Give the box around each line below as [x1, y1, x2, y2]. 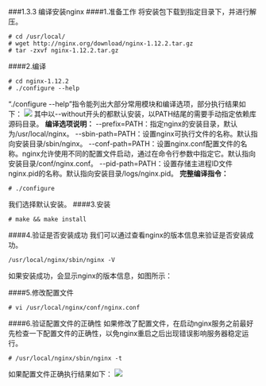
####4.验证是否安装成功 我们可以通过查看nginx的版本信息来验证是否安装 [8, 230, 248, 240]
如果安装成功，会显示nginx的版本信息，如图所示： [8, 271, 173, 280]
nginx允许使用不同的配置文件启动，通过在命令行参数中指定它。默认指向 [21, 149, 256, 158]
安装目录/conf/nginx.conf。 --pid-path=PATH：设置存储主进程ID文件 [8, 159, 233, 168]
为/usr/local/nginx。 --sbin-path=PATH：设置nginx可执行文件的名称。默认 [8, 129, 252, 138]
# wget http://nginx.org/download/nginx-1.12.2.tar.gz [8, 40, 194, 48]
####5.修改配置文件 [8, 288, 74, 297]
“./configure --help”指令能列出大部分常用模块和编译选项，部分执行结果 [8, 99, 240, 109]
